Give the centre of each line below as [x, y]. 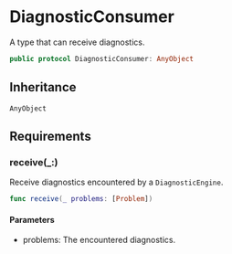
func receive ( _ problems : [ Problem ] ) [81, 199]
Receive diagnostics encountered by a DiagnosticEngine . [116, 182]
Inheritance [43, 87]
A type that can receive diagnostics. [77, 42]
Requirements [50, 137]
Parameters [32, 219]
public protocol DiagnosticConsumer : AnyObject [102, 58]
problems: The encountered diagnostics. [99, 240]
